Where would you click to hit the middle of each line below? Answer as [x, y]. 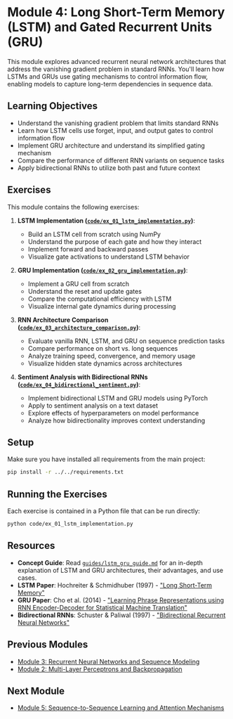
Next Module [36, 691]
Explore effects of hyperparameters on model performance [113, 413]
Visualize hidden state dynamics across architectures [105, 363]
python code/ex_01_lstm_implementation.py [70, 524]
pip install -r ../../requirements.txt [66, 472]
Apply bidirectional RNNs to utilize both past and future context [109, 168]
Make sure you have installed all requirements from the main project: [106, 459]
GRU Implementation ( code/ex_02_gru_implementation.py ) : [102, 270]
